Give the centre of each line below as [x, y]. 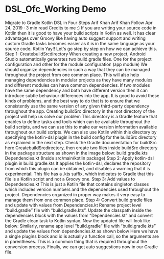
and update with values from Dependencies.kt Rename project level [73, 205]
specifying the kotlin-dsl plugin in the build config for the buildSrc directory [81, 137]
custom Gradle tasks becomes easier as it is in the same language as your [80, 43]
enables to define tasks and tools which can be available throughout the [78, 122]
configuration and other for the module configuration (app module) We [76, 64]
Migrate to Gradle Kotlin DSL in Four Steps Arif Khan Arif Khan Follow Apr [79, 23]
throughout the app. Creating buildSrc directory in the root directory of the [80, 111]
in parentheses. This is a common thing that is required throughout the [76, 241]
